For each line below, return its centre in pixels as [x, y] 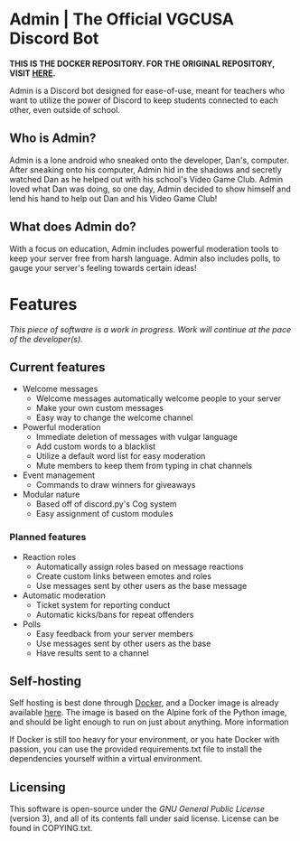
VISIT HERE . [33, 73]
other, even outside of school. [65, 109]
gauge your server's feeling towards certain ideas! [103, 267]
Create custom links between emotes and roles [124, 576]
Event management [59, 475]
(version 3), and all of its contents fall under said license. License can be [144, 818]
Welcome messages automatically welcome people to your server [159, 398]
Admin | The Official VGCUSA [122, 19]
